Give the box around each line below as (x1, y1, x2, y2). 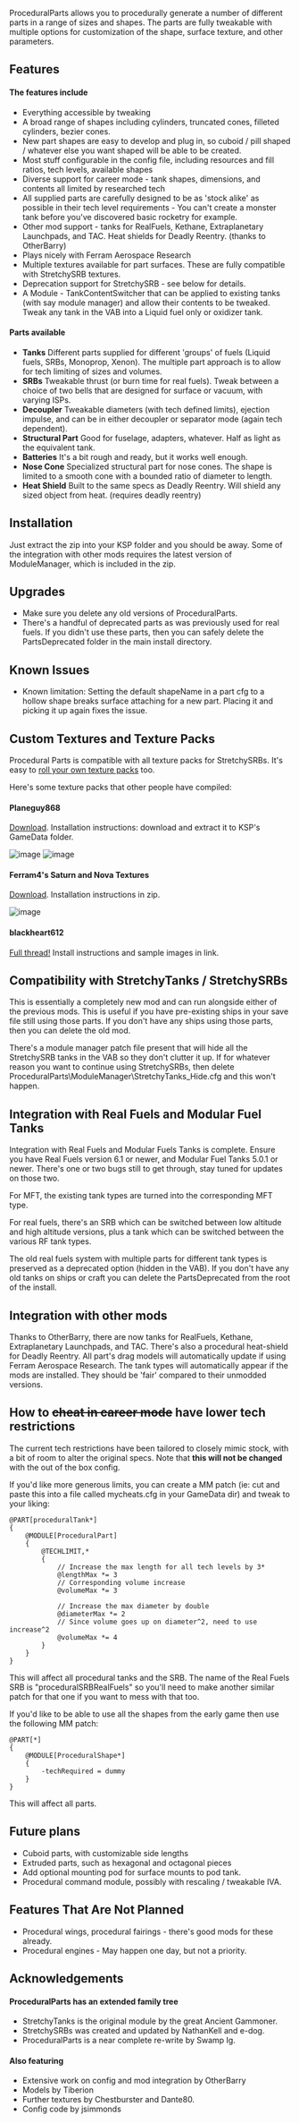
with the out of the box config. (9, 1462, 120, 1472)
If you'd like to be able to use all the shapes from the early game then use (9, 1709, 279, 1719)
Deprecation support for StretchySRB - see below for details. (21, 277, 246, 289)
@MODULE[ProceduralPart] (25, 1530, 118, 1540)
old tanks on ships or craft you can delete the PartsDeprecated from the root (9, 1273, 291, 1283)
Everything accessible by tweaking (21, 107, 152, 117)
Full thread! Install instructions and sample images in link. (9, 947, 220, 958)
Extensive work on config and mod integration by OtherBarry (21, 2076, 247, 2086)
